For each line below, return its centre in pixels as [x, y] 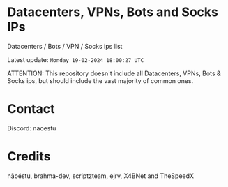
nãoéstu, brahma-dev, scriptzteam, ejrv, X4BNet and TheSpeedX [100, 176]
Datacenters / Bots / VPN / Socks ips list [65, 46]
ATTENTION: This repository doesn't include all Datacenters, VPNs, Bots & [114, 73]
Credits [29, 157]
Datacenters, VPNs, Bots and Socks [113, 12]
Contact [31, 109]
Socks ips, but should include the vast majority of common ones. [100, 80]
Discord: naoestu [32, 128]
